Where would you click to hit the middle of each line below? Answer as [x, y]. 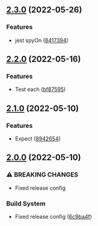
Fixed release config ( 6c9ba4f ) [53, 217]
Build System [26, 203]
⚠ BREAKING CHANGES [42, 175]
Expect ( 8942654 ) [38, 139]
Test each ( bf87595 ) [40, 89]
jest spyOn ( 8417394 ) [42, 40]
